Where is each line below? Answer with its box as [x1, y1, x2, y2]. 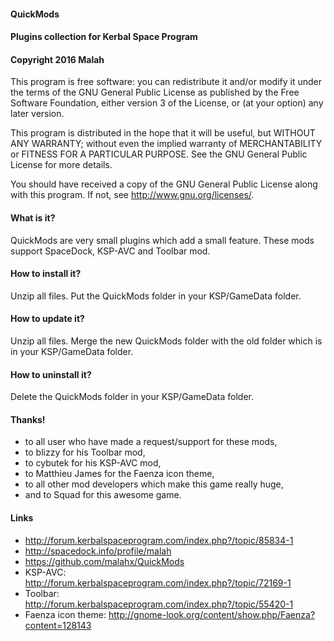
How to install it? [10, 268, 82, 280]
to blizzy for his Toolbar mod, [24, 446, 146, 459]
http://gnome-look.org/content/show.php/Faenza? [108, 608, 316, 620]
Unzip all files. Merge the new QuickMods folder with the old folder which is [10, 335, 323, 347]
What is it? [10, 211, 56, 224]
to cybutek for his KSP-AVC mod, [24, 457, 162, 469]
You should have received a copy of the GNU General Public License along [10, 178, 318, 190]
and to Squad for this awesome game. [24, 489, 182, 501]
